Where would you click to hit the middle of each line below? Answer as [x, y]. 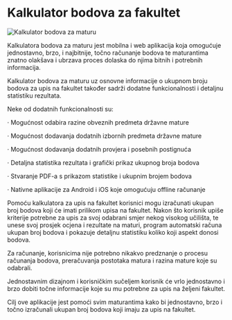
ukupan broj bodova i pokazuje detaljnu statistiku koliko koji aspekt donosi [113, 232]
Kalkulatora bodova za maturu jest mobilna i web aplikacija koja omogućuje [114, 45]
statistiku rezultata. [34, 96]
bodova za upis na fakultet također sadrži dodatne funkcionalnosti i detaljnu [115, 88]
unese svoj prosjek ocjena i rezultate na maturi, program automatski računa [115, 225]
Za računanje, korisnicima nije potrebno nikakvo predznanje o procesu [108, 253]
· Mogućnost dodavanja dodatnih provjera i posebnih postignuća [99, 149]
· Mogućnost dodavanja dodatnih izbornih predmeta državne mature [105, 136]
